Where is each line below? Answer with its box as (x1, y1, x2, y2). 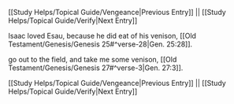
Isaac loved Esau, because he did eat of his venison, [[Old (8, 32, 197, 40)
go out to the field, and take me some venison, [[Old (8, 55, 177, 64)
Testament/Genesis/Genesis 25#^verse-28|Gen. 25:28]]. (8, 39, 193, 49)
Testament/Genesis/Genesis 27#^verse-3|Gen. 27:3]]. (8, 63, 184, 72)
